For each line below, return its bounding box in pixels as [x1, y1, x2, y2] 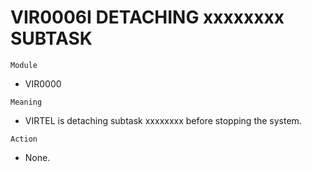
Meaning [10, 97, 43, 107]
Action [10, 134, 38, 144]
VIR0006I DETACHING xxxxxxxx [10, 6, 285, 29]
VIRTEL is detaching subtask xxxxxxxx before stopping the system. [24, 114, 302, 126]
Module [10, 60, 38, 70]
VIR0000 [24, 77, 62, 90]
